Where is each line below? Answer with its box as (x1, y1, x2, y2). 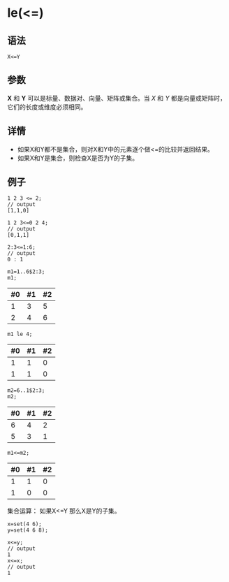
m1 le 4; (7, 330, 33, 338)
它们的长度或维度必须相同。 (7, 103, 87, 111)
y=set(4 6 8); (7, 527, 49, 534)
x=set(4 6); (7, 521, 42, 528)
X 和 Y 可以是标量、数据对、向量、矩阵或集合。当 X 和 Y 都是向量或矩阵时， (7, 94, 227, 102)
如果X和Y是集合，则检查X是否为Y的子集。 (17, 154, 138, 162)
